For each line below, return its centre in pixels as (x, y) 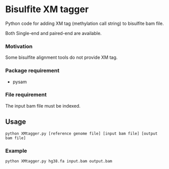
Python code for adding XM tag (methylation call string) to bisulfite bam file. (84, 23)
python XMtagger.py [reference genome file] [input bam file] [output (81, 133)
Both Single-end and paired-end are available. (54, 33)
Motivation (19, 46)
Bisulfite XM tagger (47, 9)
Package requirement (32, 71)
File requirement (26, 95)
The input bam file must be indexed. (43, 106)
